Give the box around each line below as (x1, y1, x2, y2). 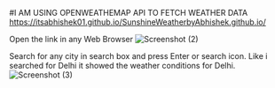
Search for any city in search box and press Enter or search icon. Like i (9, 51, 268, 61)
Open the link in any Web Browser (9, 34, 133, 44)
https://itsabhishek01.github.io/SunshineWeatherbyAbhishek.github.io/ (9, 17, 266, 27)
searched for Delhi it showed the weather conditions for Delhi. (9, 61, 236, 70)
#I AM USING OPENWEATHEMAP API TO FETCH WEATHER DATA (9, 8, 248, 18)
